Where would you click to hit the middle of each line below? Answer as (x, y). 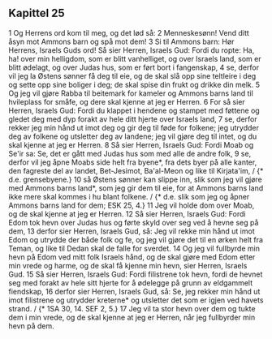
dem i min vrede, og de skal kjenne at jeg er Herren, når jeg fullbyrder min (132, 317)
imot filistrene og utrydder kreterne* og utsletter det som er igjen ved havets (136, 300)
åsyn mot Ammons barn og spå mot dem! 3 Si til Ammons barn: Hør (121, 41)
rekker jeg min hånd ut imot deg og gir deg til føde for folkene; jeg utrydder (134, 127)
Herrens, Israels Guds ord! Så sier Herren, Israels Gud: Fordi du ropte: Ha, (132, 50)
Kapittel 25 (37, 13)
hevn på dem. (31, 326)
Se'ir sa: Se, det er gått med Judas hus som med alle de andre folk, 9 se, (130, 153)
